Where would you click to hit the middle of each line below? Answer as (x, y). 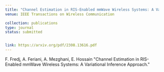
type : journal (20, 27)
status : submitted (24, 32)
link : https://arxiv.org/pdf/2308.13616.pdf (51, 45)
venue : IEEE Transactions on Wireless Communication (60, 14)
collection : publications (31, 23)
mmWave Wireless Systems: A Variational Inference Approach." (86, 64)
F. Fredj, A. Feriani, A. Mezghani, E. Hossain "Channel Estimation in (72, 59)
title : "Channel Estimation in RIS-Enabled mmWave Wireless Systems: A (79, 10)
